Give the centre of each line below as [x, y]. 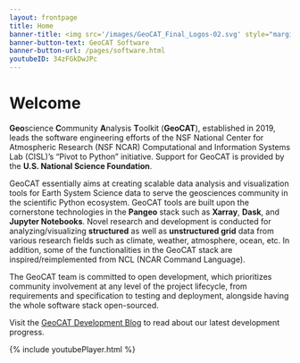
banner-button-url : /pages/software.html [87, 51]
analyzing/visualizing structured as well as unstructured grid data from [142, 231]
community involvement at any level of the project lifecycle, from [128, 286]
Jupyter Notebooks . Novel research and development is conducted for [140, 221]
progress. [27, 332]
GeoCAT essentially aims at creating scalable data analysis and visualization [149, 183]
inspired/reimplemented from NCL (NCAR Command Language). [127, 259]
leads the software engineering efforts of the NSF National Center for [137, 137]
